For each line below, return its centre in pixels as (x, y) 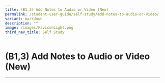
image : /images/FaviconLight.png (39, 28)
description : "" (22, 23)
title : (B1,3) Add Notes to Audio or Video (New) (57, 10)
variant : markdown (24, 19)
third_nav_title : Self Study (35, 32)
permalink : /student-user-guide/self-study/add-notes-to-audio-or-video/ (82, 14)
